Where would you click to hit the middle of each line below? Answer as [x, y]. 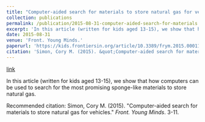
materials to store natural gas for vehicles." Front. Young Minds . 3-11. [93, 112]
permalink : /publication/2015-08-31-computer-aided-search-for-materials [102, 23]
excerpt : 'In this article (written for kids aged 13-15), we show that [101, 29]
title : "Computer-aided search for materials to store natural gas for [99, 12]
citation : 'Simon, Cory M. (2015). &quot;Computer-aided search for [95, 52]
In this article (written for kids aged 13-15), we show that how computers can [103, 81]
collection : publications [39, 18]
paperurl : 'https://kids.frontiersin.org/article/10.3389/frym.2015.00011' [105, 46]
